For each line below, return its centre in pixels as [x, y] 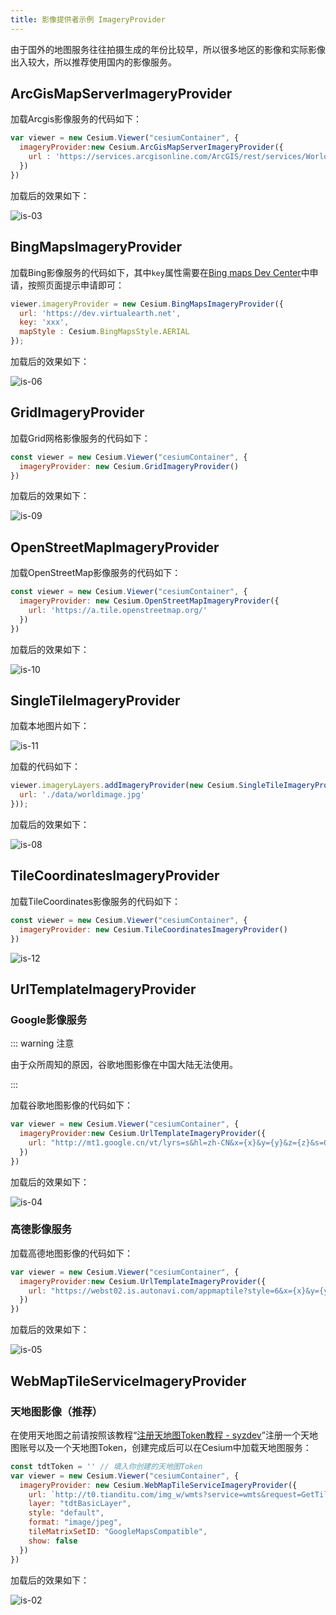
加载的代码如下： [45, 767]
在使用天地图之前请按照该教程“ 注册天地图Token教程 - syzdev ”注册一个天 [160, 1435]
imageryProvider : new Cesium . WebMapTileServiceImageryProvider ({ [158, 1485]
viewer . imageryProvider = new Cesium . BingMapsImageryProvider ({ [147, 304]
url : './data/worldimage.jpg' [82, 795]
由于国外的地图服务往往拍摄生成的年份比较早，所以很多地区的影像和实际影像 [168, 49]
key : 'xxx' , [44, 322]
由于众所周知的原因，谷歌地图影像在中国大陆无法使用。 [124, 1065]
